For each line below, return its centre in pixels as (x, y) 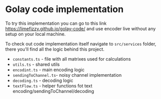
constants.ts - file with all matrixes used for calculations (72, 59)
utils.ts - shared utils (36, 64)
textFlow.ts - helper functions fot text (52, 86)
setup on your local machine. (35, 34)
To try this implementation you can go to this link (56, 23)
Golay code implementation (65, 9)
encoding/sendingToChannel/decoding (53, 91)
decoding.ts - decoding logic (43, 80)
